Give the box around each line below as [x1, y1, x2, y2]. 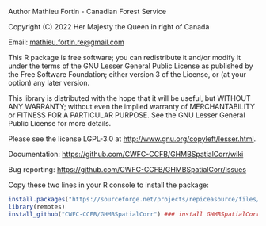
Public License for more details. [8, 119, 112, 128]
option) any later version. [8, 79, 89, 87]
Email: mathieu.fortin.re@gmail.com [8, 37, 124, 47]
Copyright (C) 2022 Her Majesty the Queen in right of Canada [8, 22, 210, 31]
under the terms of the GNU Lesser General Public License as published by [8, 61, 253, 71]
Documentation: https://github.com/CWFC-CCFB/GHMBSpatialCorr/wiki [8, 150, 244, 159]
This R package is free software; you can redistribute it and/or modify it [8, 53, 241, 62]
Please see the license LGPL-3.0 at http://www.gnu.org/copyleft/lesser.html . [8, 134, 256, 144]
